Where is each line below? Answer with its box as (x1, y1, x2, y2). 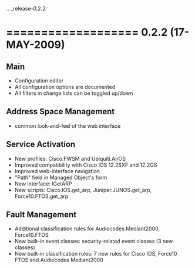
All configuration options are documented (14, 84, 116, 90)
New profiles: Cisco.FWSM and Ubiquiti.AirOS (14, 155, 126, 162)
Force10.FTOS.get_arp (14, 193, 69, 200)
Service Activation (6, 140, 76, 150)
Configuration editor (14, 77, 64, 84)
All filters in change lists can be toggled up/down (14, 90, 133, 97)
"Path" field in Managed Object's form (14, 174, 107, 181)
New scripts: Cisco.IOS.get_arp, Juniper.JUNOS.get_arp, (14, 186, 152, 193)
